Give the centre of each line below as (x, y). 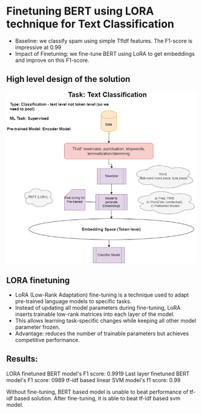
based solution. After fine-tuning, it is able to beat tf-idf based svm (97, 398)
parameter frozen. (37, 327)
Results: (22, 359)
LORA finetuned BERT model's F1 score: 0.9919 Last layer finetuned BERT (98, 374)
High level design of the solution (68, 79)
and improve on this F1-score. (52, 60)
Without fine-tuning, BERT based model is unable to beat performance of (97, 392)
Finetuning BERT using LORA (80, 11)
